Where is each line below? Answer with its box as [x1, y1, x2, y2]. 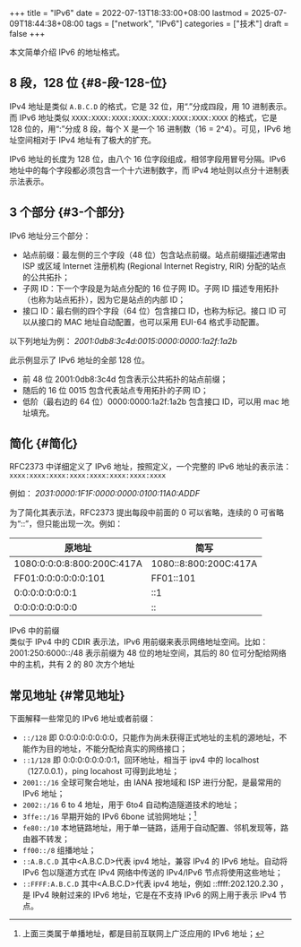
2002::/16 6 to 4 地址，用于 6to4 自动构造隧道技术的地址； [21, 799, 240, 810]
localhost [225, 754, 260, 765]
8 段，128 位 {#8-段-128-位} [9, 75, 168, 90]
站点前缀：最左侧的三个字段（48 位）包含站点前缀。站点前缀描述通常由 [21, 249, 287, 260]
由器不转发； [21, 833, 70, 844]
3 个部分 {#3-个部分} [9, 205, 125, 220]
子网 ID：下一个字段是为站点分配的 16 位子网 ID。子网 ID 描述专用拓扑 [21, 282, 279, 294]
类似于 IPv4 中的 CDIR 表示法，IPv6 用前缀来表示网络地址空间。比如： [9, 636, 269, 648]
